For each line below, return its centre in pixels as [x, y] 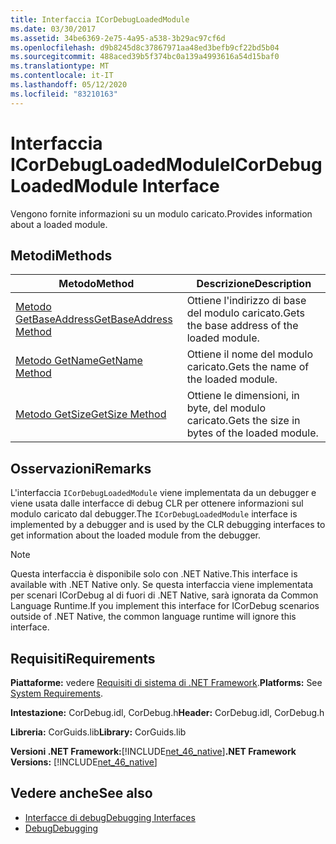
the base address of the [242, 326]
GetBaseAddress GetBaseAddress [94, 319]
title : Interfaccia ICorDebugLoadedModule [100, 19]
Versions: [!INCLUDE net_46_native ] [84, 762]
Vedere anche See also [81, 793]
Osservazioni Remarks [81, 468]
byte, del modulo [226, 408]
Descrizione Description [254, 284]
